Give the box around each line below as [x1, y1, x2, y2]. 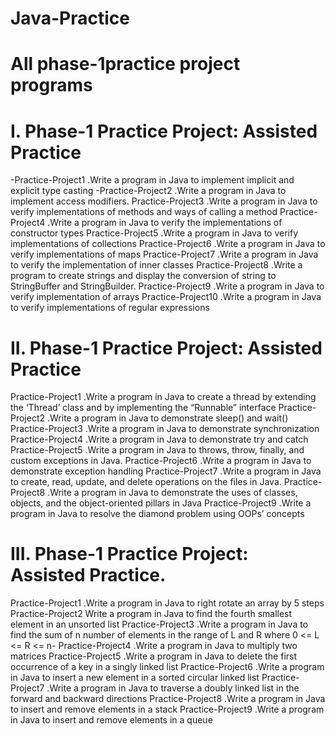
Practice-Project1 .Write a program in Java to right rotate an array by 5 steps [10, 597, 325, 609]
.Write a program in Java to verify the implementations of [47, 217, 283, 229]
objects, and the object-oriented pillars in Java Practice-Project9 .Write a [10, 497, 312, 509]
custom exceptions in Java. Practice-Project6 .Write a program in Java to [10, 455, 312, 467]
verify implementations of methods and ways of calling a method [10, 206, 278, 218]
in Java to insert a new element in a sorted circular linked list [10, 672, 260, 684]
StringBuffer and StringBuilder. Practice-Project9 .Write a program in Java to [10, 280, 325, 292]
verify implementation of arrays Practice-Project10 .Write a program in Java [10, 291, 322, 303]
